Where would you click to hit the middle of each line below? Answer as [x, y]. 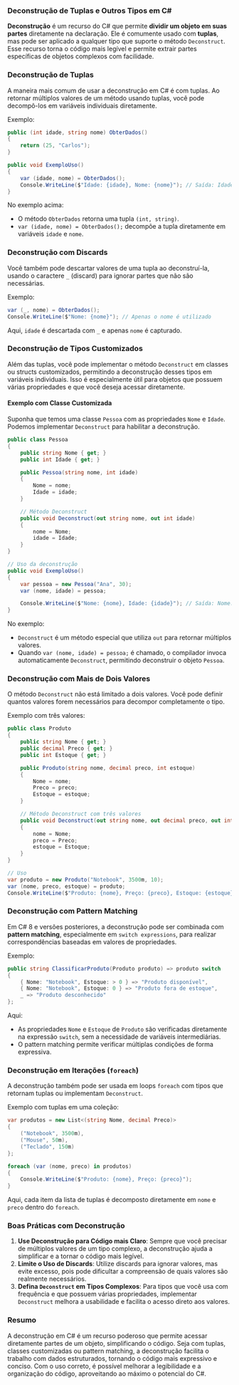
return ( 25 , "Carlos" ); [55, 146]
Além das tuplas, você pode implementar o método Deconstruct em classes [118, 364]
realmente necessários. [52, 1279]
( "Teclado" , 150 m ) [47, 1146]
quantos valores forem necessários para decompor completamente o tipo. [116, 702]
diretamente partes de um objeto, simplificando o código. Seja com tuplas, [117, 1343]
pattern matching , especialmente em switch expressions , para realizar [112, 934]
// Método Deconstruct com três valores [81, 814]
